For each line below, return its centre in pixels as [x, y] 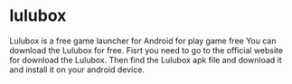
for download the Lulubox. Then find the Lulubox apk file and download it [146, 60]
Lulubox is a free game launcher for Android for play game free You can [143, 41]
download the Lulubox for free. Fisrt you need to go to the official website [146, 50]
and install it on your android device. [77, 70]
